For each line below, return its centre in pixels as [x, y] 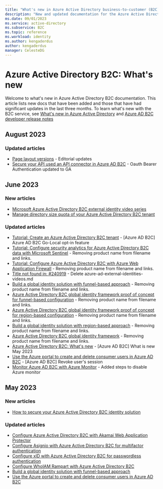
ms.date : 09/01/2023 [26, 19]
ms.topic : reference [26, 32]
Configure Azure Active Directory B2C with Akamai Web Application [80, 435]
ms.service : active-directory [36, 23]
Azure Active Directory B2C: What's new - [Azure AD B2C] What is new [83, 346]
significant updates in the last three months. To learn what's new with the [78, 109]
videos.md [23, 279]
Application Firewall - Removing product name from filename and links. [83, 269]
